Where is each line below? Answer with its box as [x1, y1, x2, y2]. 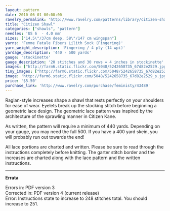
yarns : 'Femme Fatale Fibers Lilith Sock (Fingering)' [5, 41, 123, 46]
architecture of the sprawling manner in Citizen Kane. [5, 113, 116, 119]
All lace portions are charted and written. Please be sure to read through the [5, 143, 164, 150]
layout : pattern [5, 7, 39, 13]
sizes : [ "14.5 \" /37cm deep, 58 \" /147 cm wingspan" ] [5, 36, 116, 41]
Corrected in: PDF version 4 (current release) [5, 190, 100, 196]
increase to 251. [5, 200, 38, 206]
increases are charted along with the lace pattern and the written [5, 155, 141, 161]
